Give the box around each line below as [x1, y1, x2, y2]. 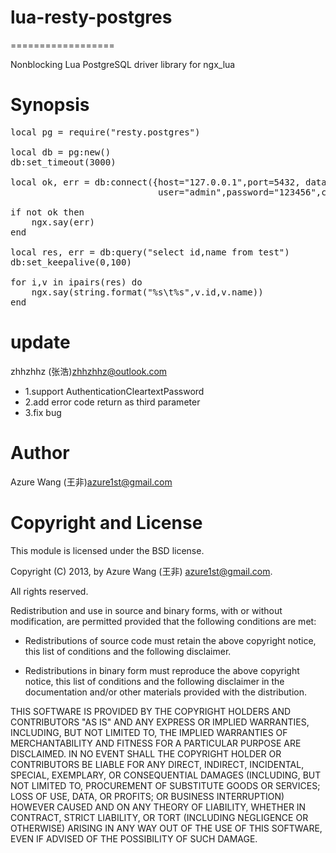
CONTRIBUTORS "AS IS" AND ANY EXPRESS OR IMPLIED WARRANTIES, [10, 716, 310, 728]
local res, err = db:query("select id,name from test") [10, 246, 290, 258]
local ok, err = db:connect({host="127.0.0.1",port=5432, [10, 176, 301, 188]
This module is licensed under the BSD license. [10, 544, 205, 556]
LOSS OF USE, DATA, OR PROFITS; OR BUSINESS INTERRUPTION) [10, 790, 285, 802]
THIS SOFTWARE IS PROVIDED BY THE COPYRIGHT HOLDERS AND [10, 705, 292, 717]
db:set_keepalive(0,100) [10, 256, 132, 268]
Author [10, 442, 70, 464]
